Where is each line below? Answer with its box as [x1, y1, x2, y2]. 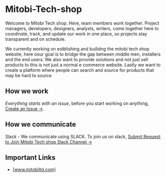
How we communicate [5, 120, 76, 129]
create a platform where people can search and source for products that [5, 67, 154, 73]
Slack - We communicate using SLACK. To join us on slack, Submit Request [5, 133, 161, 139]
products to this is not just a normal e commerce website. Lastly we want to [5, 62, 161, 68]
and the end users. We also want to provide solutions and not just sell [5, 56, 148, 62]
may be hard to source [5, 72, 52, 78]
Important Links [5, 153, 56, 161]
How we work [5, 87, 48, 96]
